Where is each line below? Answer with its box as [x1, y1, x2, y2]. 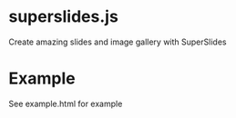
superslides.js [8, 6, 119, 27]
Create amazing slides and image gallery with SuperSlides [8, 36, 227, 47]
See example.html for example [8, 98, 123, 109]
